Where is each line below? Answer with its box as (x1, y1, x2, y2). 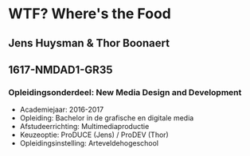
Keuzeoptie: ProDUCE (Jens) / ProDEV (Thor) (19, 130, 169, 139)
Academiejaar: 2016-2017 (19, 105, 104, 115)
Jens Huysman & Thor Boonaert (8, 36, 170, 50)
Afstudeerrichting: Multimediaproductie (19, 122, 150, 131)
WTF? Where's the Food (8, 5, 171, 23)
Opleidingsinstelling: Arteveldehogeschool (19, 139, 159, 148)
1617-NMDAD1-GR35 (8, 63, 113, 76)
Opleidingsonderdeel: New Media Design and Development (8, 86, 242, 97)
